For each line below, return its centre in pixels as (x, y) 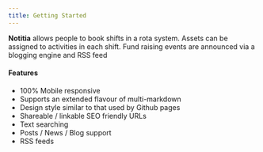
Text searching (44, 124)
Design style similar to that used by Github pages (100, 107)
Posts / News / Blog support (66, 132)
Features (23, 73)
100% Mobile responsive (60, 90)
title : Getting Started (48, 15)
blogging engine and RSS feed (58, 55)
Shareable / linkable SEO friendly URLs (83, 116)
